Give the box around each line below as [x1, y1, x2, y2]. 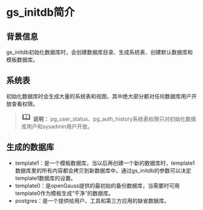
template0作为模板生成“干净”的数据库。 [14, 189, 114, 197]
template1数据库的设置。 [14, 174, 77, 182]
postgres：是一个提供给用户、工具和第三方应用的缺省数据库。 [14, 197, 170, 204]
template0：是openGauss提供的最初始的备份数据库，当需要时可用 [14, 182, 180, 189]
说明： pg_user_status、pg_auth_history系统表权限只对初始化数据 [33, 115, 196, 122]
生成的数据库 [6, 142, 54, 153]
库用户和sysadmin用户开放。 [21, 122, 93, 130]
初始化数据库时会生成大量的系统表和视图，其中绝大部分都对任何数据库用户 [6, 92, 192, 100]
